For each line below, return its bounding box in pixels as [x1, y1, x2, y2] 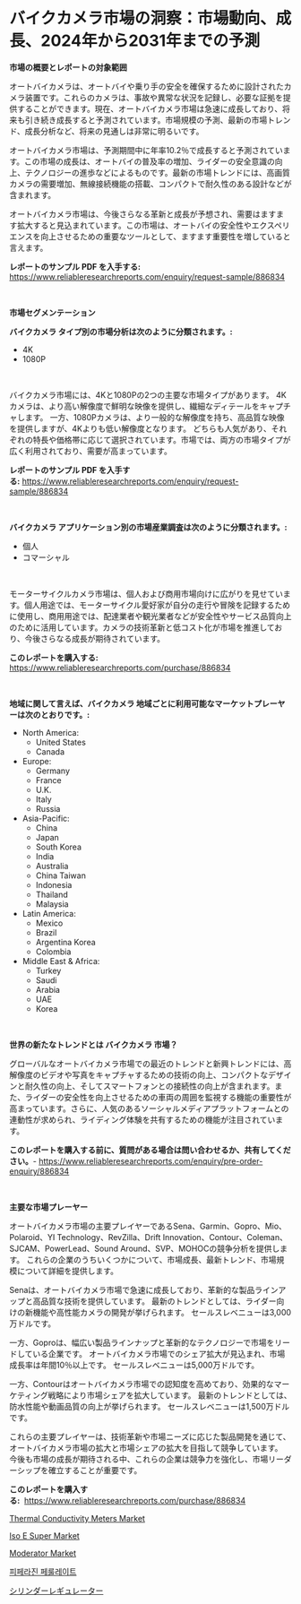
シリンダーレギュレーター [9, 1585, 104, 1596]
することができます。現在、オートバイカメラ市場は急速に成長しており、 [16, 103, 283, 114]
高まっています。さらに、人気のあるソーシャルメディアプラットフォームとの [9, 1103, 289, 1114]
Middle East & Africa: [21, 955, 100, 966]
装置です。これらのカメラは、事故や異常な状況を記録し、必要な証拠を [24, 91, 284, 103]
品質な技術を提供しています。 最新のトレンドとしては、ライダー [39, 1296, 277, 1306]
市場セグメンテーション [9, 306, 96, 318]
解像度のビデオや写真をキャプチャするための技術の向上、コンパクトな [9, 1069, 269, 1080]
